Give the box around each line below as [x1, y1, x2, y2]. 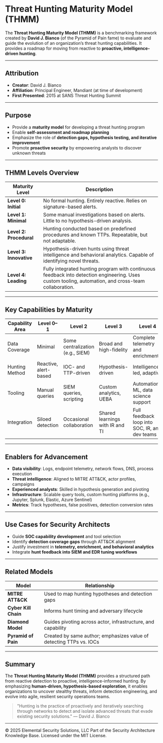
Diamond [7, 618, 29, 625]
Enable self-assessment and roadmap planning [12, 129, 109, 135]
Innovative [7, 255, 33, 261]
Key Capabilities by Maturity [5, 305, 93, 314]
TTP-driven [63, 370, 91, 376]
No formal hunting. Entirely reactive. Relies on [43, 197, 147, 204]
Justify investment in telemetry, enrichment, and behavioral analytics [12, 544, 154, 550]
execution [12, 471, 33, 477]
